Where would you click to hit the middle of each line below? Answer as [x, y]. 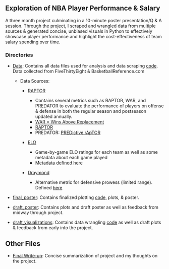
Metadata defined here [59, 163]
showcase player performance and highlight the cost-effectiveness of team [84, 36]
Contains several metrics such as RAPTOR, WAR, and [91, 101]
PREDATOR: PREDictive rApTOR [68, 132]
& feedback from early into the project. [53, 228]
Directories [19, 55]
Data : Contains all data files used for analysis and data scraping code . [85, 66]
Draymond [38, 173]
